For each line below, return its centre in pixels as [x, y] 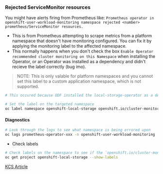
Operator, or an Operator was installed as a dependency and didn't [79, 62]
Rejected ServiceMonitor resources [48, 7]
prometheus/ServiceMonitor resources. [44, 27]
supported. [28, 87]
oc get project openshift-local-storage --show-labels [62, 157]
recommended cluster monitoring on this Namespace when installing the [84, 56]
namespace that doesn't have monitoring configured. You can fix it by [82, 41]
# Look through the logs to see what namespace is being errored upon [78, 130]
